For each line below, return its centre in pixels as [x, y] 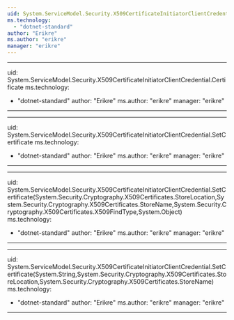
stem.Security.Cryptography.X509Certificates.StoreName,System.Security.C [117, 204]
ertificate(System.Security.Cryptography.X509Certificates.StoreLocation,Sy [116, 197]
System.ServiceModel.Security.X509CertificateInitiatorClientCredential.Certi [117, 80]
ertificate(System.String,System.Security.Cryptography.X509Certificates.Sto [117, 274]
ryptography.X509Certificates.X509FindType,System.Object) [95, 212]
